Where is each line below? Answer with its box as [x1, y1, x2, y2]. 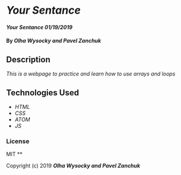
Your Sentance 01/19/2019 [6, 23, 73, 30]
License [6, 137, 30, 145]
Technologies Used [6, 87, 79, 98]
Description [6, 54, 50, 64]
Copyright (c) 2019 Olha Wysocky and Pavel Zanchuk [6, 162, 141, 170]
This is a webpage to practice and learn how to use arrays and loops [6, 70, 176, 77]
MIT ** [6, 151, 23, 158]
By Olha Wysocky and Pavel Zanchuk [6, 37, 101, 45]
